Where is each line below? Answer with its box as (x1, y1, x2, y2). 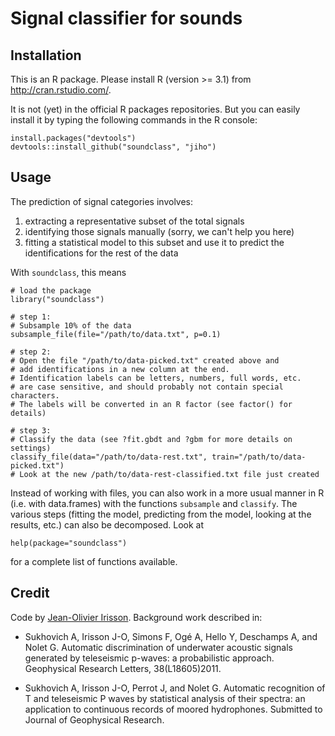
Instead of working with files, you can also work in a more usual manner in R (10, 487, 325, 499)
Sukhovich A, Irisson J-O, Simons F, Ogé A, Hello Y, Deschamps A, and (24, 630, 318, 642)
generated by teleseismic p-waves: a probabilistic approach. (24, 652, 275, 664)
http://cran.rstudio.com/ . (10, 84, 112, 96)
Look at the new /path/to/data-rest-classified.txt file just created (19, 469, 320, 479)
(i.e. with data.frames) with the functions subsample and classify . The (10, 497, 298, 509)
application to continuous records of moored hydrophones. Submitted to (24, 703, 323, 715)
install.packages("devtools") (10, 133, 137, 143)
